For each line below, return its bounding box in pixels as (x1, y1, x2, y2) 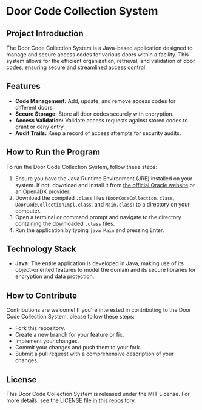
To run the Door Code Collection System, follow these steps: (6, 163, 158, 170)
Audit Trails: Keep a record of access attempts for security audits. (15, 129, 181, 137)
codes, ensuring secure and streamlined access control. (6, 64, 147, 71)
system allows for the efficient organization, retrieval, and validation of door (6, 58, 195, 64)
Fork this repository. (15, 325, 66, 332)
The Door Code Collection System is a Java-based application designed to (6, 44, 193, 51)
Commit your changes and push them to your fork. (15, 344, 141, 351)
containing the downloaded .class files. (15, 220, 115, 227)
